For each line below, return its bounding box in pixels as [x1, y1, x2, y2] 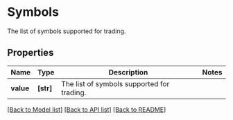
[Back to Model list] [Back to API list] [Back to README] [7, 105, 166, 114]
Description [108, 67, 148, 77]
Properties [7, 47, 54, 59]
